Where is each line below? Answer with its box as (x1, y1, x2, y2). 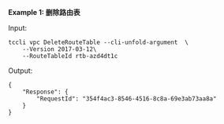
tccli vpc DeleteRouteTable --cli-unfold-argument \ (8, 38, 189, 46)
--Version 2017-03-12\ (22, 46, 97, 53)
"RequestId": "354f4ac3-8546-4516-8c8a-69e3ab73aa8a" (36, 95, 217, 103)
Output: (8, 66, 33, 75)
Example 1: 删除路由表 (8, 8, 80, 16)
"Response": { (22, 88, 69, 96)
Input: (8, 24, 28, 32)
